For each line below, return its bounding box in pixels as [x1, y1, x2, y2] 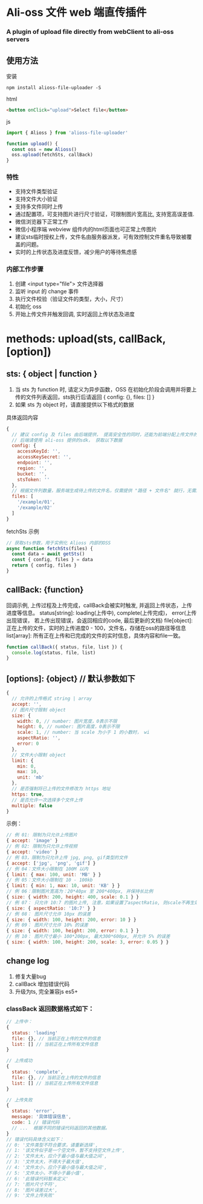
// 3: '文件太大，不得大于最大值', [6, 1159, 85, 1165]
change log [6, 956, 50, 966]
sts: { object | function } [6, 369, 98, 379]
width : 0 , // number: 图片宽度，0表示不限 [17, 718, 118, 724]
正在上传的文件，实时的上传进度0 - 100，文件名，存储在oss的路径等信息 [6, 624, 186, 631]
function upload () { [6, 141, 59, 147]
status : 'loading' [11, 1029, 59, 1036]
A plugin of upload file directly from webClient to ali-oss [6, 28, 174, 36]
